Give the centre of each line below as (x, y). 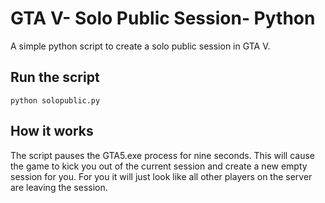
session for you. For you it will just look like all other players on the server (161, 176)
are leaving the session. (59, 187)
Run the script (55, 77)
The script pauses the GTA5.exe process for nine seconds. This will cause (163, 155)
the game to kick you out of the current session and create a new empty (159, 166)
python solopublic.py (55, 100)
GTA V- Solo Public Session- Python (163, 18)
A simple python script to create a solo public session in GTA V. (140, 46)
